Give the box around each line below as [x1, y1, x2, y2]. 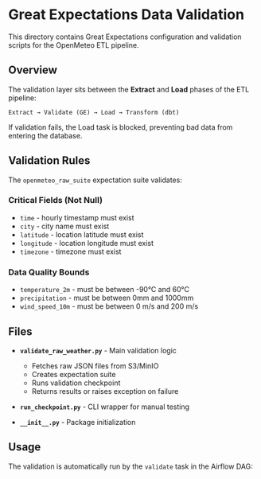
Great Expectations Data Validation [8, 6, 245, 24]
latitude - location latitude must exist [19, 229, 144, 240]
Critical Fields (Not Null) [8, 195, 103, 206]
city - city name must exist [19, 221, 110, 231]
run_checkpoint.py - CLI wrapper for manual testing [19, 402, 189, 411]
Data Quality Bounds [8, 267, 90, 278]
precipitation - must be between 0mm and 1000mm [19, 293, 194, 303]
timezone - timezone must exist [19, 247, 122, 256]
